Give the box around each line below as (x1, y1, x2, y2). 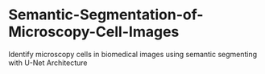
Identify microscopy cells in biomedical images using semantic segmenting (8, 49, 258, 59)
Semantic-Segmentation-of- (8, 6, 204, 24)
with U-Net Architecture (8, 58, 88, 68)
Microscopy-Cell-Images (8, 23, 180, 41)
